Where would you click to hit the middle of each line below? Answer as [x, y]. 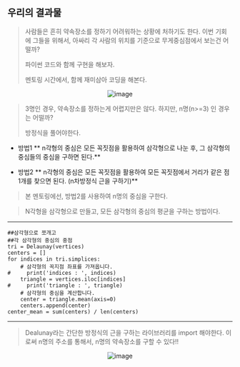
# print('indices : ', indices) [62, 273]
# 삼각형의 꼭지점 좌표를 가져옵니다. [66, 266]
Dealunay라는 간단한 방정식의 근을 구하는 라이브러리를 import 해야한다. [124, 332]
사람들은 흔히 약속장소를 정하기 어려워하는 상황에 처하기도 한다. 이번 [119, 31]
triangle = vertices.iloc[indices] [73, 279]
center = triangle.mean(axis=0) [68, 299]
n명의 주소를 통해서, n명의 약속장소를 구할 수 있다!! [109, 341]
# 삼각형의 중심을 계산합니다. [57, 293]
